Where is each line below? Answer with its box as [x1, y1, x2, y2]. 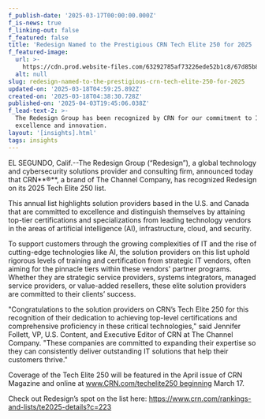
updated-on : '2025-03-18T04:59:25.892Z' [8, 84, 144, 93]
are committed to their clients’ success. [8, 289, 136, 298]
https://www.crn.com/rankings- [148, 394, 252, 403]
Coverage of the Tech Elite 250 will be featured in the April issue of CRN [8, 370, 243, 380]
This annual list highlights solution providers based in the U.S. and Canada [8, 198, 250, 208]
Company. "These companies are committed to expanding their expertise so [8, 338, 256, 347]
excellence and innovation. [15, 122, 108, 129]
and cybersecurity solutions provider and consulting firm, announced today [8, 166, 254, 176]
